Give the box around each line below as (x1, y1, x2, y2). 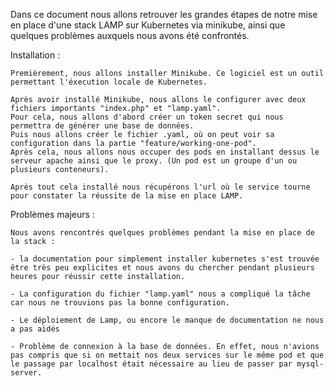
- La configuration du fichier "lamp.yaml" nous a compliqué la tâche (10, 289, 311, 299)
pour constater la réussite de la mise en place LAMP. (10, 191, 244, 201)
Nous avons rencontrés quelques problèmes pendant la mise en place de (10, 228, 315, 238)
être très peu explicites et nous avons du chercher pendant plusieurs (10, 263, 315, 273)
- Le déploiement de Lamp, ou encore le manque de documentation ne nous (10, 315, 325, 325)
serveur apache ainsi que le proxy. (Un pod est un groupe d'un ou (10, 156, 298, 166)
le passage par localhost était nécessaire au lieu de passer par (10, 359, 293, 369)
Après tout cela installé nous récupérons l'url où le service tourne (10, 182, 311, 192)
